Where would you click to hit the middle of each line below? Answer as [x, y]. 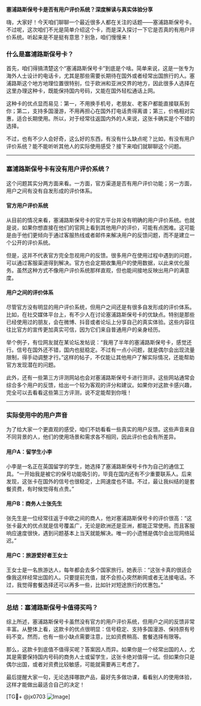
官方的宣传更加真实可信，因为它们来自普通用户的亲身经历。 [90, 330]
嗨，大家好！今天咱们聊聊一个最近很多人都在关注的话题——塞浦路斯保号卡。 [100, 22]
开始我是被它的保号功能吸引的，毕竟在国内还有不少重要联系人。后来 [108, 474]
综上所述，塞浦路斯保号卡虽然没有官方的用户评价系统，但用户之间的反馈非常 [100, 622]
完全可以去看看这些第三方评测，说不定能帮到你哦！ [69, 393]
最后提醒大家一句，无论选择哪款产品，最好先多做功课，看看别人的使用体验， [100, 677]
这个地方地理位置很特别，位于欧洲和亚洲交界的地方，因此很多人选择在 [108, 83]
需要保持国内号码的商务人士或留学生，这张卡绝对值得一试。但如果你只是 [106, 657]
